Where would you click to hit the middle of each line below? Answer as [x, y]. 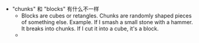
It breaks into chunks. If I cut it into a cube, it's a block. [90, 28]
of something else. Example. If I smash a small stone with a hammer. [107, 22]
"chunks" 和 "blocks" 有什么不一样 [56, 9]
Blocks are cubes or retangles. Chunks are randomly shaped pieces [107, 16]
